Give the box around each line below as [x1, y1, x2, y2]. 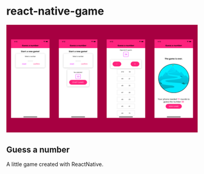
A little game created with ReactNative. [6, 161, 104, 168]
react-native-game [6, 4, 104, 18]
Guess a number [6, 144, 70, 155]
